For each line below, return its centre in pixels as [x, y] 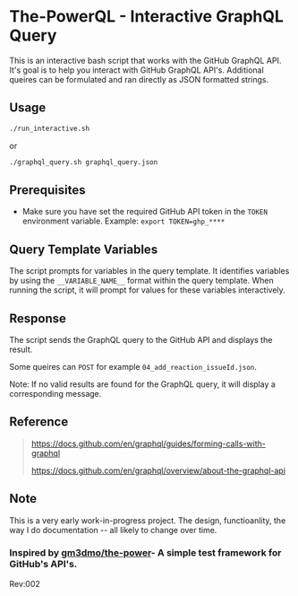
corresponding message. [55, 393]
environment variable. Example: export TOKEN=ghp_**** [123, 221]
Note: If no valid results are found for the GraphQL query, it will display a [142, 384]
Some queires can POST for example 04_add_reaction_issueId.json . [133, 366]
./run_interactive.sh [50, 128]
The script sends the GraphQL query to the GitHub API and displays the [141, 339]
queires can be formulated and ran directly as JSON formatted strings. [139, 79]
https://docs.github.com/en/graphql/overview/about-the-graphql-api [158, 470]
